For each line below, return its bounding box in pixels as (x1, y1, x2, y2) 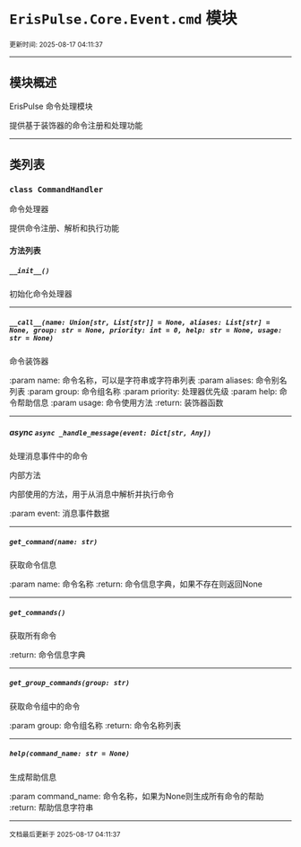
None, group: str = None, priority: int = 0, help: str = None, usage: (9, 325, 282, 335)
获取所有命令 (9, 630, 56, 640)
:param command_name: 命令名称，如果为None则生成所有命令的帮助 (9, 790, 264, 801)
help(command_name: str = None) (9, 749, 130, 759)
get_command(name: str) (9, 537, 99, 546)
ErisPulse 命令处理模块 (9, 101, 93, 111)
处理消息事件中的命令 (9, 450, 88, 461)
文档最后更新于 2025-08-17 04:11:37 (9, 830, 121, 839)
